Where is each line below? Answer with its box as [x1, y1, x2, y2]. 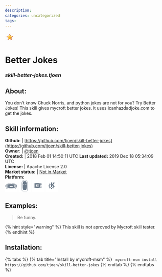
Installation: [5, 243, 43, 252]
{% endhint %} [5, 229, 35, 235]
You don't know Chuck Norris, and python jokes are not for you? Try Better [5, 100, 156, 106]
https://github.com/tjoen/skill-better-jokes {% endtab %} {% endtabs [5, 261, 154, 267]
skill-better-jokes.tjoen [5, 72, 61, 78]
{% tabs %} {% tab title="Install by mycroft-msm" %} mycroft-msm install [5, 256, 158, 262]
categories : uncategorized [5, 13, 60, 18]
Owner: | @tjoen [5, 148, 39, 154]
